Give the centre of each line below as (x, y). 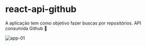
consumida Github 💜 (26, 28)
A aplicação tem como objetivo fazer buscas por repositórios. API (73, 23)
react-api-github (41, 9)
